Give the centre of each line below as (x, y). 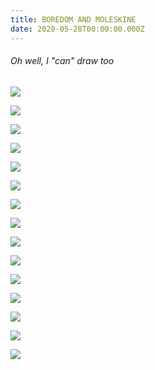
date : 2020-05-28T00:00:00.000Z (77, 29)
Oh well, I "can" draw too (62, 61)
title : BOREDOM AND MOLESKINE (73, 19)
